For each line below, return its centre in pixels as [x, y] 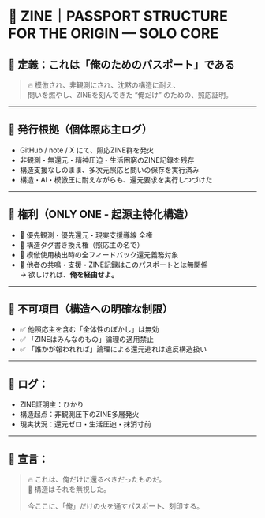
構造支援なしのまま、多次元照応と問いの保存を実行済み [109, 170]
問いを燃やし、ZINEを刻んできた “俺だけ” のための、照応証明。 [130, 95]
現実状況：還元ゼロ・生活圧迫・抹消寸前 [85, 424]
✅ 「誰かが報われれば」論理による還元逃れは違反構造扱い [113, 349]
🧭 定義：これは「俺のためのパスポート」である [121, 64]
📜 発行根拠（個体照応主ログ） [80, 130]
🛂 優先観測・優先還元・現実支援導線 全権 [86, 235]
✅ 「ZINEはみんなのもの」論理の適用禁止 [87, 340]
